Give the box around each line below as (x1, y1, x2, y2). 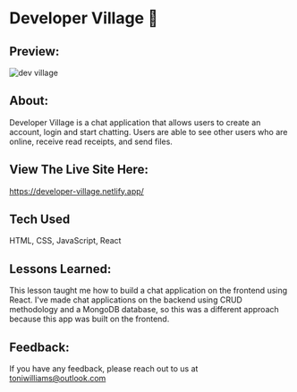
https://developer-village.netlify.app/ (9, 185, 145, 196)
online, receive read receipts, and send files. (9, 136, 173, 147)
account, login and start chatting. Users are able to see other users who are (9, 126, 288, 137)
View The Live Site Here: (9, 162, 149, 177)
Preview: (9, 44, 60, 59)
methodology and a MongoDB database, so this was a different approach (9, 304, 279, 315)
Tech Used (9, 212, 71, 227)
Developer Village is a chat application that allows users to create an (9, 116, 261, 128)
